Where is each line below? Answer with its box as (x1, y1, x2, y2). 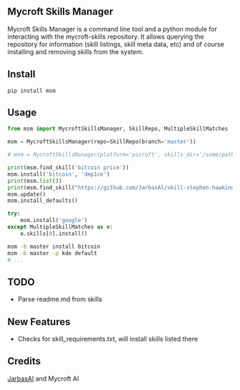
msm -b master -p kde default (7, 249, 98, 256)
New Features (7, 316, 71, 328)
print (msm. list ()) (7, 177, 62, 184)
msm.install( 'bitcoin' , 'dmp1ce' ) (7, 171, 111, 178)
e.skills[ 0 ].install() (20, 230, 88, 237)
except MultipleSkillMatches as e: (7, 224, 114, 231)
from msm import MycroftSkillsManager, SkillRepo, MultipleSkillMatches (7, 125, 229, 133)
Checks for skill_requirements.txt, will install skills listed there (17, 335, 199, 344)
